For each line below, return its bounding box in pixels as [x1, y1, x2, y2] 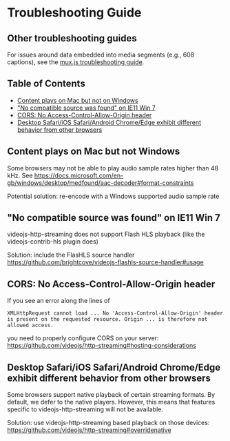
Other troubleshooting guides [7, 32, 137, 44]
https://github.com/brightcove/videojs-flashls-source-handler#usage [7, 258, 205, 266]
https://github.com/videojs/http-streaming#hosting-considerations [7, 342, 196, 350]
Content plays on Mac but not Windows [7, 146, 180, 157]
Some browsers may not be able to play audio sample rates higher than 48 [7, 164, 219, 172]
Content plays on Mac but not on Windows [17, 96, 139, 104]
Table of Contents [7, 78, 86, 90]
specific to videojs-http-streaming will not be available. [7, 405, 164, 413]
